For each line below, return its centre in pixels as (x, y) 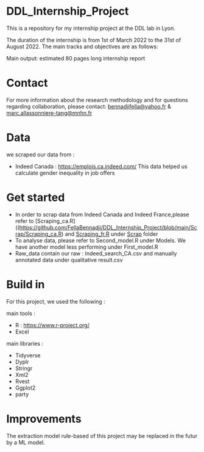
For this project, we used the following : (56, 301)
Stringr (24, 368)
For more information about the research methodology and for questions (97, 100)
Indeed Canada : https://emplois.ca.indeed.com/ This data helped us (101, 166)
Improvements (44, 419)
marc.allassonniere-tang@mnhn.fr (49, 113)
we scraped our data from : (40, 155)
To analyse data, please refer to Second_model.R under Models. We (100, 240)
